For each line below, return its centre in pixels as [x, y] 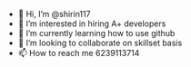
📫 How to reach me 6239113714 [79, 53]
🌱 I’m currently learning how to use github [96, 33]
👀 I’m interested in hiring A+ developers [92, 24]
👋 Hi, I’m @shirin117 [54, 14]
